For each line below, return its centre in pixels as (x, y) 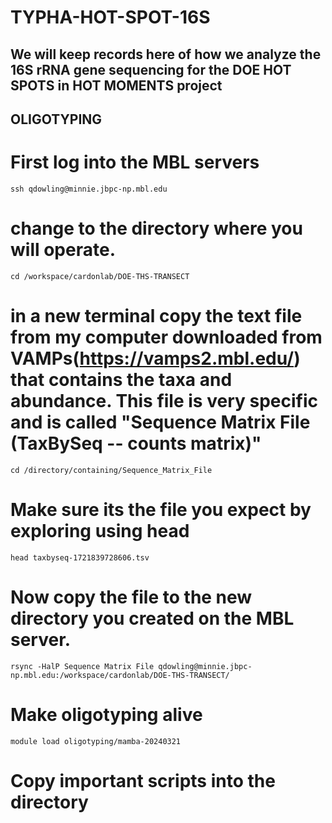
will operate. (63, 250)
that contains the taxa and (121, 380)
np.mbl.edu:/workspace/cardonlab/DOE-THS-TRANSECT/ (120, 675)
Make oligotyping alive (106, 714)
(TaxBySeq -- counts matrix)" (136, 443)
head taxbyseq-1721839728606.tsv (80, 557)
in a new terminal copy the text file (156, 316)
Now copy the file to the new (131, 597)
